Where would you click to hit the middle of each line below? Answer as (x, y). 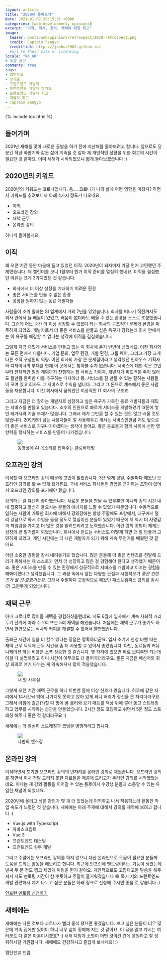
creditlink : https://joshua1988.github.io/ (55, 47)
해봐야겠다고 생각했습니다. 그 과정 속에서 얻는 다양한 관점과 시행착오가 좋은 (78, 574)
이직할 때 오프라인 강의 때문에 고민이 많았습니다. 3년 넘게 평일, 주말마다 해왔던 (81, 478)
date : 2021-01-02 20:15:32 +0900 (40, 19)
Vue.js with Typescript (35, 823)
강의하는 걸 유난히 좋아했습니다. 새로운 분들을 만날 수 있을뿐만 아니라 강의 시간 (81, 501)
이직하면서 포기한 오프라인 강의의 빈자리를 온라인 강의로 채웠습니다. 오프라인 (79, 772)
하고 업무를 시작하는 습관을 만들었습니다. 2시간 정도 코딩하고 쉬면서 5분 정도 (79, 709)
